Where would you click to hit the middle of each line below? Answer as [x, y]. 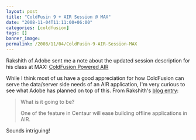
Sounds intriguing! [28, 130]
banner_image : [23, 38]
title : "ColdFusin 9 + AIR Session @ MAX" [59, 17]
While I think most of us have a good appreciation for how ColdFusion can [95, 78]
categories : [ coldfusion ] [37, 28]
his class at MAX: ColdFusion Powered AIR [57, 66]
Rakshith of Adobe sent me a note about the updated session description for [98, 60]
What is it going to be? [47, 101]
